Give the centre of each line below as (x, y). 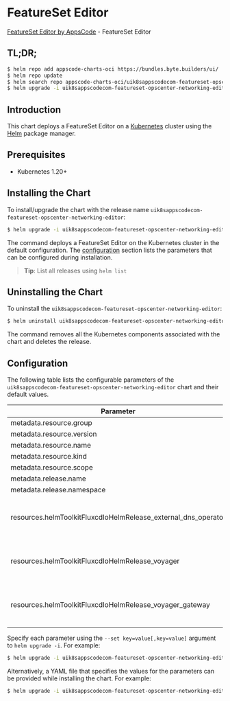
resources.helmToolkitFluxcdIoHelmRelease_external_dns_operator (118, 518)
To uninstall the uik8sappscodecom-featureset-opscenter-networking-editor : (115, 309)
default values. (28, 394)
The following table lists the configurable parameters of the (91, 380)
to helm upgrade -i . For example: (54, 645)
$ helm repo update (35, 76)
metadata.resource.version (54, 434)
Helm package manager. (42, 134)
